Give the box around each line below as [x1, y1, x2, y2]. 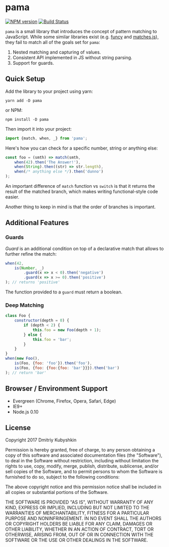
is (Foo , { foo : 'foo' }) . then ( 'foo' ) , [14, 361, 93, 366]
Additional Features [5, 218, 69, 227]
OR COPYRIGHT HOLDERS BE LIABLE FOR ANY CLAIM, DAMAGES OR [5, 521, 153, 527]
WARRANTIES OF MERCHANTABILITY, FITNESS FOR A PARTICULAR [5, 510, 149, 516]
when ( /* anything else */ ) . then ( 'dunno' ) [14, 169, 103, 175]
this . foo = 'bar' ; [32, 337, 72, 342]
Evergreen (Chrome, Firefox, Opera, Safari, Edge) [12, 397, 116, 404]
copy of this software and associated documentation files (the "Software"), [5, 452, 163, 458]
